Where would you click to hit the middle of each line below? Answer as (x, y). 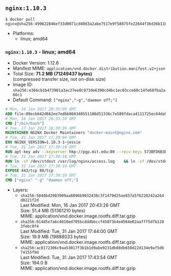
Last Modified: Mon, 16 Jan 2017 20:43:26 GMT (70, 205)
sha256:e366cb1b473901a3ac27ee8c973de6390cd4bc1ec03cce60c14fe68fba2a (89, 91)
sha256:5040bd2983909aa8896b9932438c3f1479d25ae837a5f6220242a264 (92, 196)
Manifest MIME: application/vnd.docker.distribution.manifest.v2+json (89, 68)
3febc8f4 (30, 227)
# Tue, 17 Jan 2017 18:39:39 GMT (41, 128)
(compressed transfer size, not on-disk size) (59, 79)
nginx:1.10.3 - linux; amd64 (40, 52)
